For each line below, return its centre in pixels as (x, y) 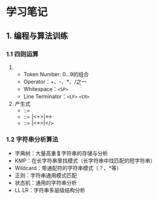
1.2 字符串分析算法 (32, 139)
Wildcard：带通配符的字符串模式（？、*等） (68, 168)
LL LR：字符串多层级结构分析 (50, 190)
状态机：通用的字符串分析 (46, 183)
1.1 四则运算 (22, 54)
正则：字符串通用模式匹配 (46, 175)
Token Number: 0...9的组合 (56, 74)
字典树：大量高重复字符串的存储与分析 (61, 154)
